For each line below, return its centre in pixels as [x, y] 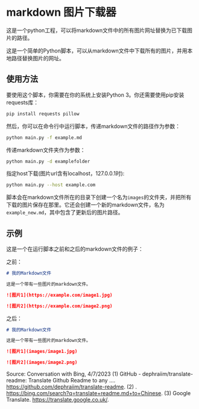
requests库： [23, 102]
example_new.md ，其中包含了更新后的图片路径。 [65, 213]
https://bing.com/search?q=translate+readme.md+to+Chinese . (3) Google [99, 393]
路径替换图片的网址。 [38, 58]
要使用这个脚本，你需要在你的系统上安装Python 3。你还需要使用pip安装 [95, 95]
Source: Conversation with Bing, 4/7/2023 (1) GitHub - [74, 374]
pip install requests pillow [43, 114]
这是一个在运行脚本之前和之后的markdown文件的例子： [75, 249]
